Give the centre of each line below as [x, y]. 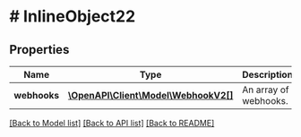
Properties [39, 50]
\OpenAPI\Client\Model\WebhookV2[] [150, 95]
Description [267, 75]
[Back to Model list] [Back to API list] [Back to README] [112, 123]
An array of [265, 90]
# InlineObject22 [73, 17]
